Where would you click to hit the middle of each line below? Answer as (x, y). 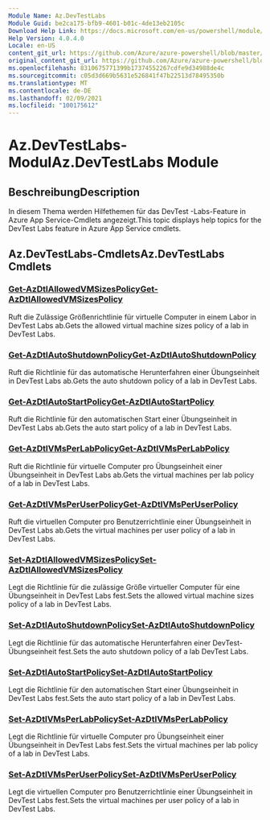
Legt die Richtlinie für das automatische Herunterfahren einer (110, 643)
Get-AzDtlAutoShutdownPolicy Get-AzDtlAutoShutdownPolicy (133, 355)
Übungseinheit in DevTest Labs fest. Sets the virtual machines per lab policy (133, 745)
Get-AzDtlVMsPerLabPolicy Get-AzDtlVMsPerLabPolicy (119, 449)
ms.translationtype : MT (48, 83)
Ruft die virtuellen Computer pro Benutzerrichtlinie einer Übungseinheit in (130, 521)
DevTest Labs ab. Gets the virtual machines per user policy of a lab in (122, 530)
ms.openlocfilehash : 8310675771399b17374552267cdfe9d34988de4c (117, 68)
